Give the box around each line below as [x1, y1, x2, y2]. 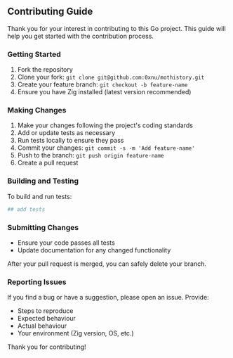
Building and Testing [7, 176, 79, 186]
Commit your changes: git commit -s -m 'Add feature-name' [17, 143, 195, 152]
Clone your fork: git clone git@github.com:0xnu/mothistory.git [17, 73, 205, 82]
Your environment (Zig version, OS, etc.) [17, 329, 135, 338]
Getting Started [7, 49, 61, 59]
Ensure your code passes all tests [17, 238, 116, 247]
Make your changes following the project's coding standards [17, 121, 193, 129]
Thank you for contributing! [7, 343, 86, 351]
